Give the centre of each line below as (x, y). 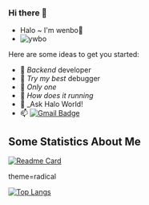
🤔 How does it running (56, 96)
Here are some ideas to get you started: (74, 55)
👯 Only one (38, 87)
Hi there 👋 (28, 13)
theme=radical (32, 177)
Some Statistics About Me (75, 141)
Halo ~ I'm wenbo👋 (51, 31)
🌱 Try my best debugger (60, 79)
